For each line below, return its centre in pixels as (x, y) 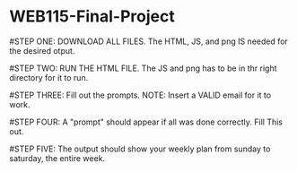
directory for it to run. (49, 77)
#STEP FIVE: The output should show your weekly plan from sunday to (140, 149)
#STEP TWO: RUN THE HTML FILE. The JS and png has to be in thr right (143, 68)
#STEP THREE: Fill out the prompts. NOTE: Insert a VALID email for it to (140, 95)
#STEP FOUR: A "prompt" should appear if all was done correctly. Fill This (146, 122)
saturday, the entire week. (57, 158)
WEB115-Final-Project (92, 17)
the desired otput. (42, 50)
